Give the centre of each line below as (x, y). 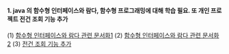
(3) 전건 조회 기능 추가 (42, 44)
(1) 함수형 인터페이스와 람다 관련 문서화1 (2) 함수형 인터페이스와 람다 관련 (104, 36)
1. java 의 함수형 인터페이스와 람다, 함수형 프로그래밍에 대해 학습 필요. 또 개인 (108, 10)
